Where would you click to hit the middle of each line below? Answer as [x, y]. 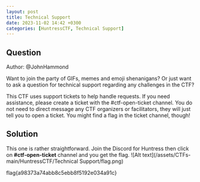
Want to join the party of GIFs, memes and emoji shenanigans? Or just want [99, 79]
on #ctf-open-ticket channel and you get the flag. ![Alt [74, 155]
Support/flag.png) [101, 161]
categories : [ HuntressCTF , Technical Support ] [65, 28]
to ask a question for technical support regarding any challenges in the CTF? [100, 85]
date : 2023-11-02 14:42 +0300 [44, 23]
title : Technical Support [38, 17]
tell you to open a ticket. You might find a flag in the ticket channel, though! [98, 115]
